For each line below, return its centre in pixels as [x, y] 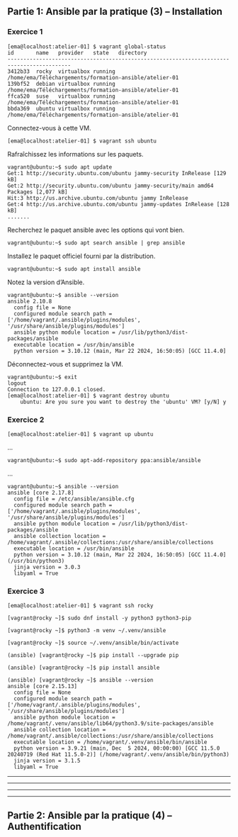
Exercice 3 [26, 591]
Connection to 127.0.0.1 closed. [57, 389]
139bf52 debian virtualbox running [61, 84]
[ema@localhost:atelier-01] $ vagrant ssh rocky [80, 606]
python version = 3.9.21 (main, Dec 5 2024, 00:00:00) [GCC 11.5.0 [117, 748]
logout [17, 383]
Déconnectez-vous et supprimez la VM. [66, 364]
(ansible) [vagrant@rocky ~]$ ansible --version [80, 680]
